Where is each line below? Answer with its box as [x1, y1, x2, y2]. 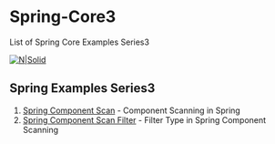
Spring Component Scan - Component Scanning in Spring [22, 105, 241, 116]
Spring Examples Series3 [9, 80, 156, 97]
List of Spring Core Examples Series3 [9, 36, 150, 47]
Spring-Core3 [9, 6, 117, 27]
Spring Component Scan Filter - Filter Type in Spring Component [22, 114, 267, 125]
